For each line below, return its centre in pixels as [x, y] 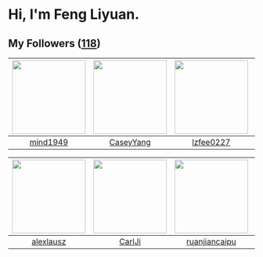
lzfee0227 [211, 142]
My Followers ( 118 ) [54, 43]
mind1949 [49, 142]
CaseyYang [130, 142]
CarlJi [130, 242]
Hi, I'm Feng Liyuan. [74, 14]
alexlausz [49, 242]
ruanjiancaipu [211, 242]
